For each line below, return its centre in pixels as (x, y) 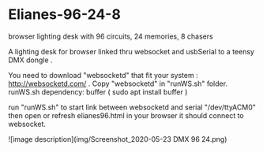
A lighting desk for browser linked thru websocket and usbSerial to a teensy (131, 51)
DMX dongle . (30, 60)
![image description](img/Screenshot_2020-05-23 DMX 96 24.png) (118, 139)
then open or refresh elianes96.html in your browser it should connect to (126, 115)
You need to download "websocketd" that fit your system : (103, 75)
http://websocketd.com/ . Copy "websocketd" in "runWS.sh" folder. (118, 83)
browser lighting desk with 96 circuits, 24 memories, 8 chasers (111, 36)
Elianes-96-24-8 (64, 15)
